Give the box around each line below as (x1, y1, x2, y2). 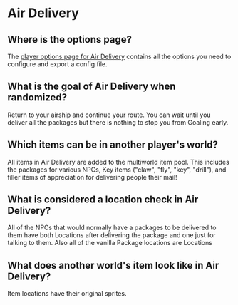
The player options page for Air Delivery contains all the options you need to (7, 52, 232, 61)
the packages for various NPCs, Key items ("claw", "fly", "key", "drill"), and (7, 165, 227, 174)
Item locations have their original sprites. (7, 289, 127, 298)
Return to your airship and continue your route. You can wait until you (7, 110, 212, 119)
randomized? (7, 91, 68, 104)
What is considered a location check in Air (7, 194, 199, 206)
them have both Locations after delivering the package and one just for (7, 231, 216, 239)
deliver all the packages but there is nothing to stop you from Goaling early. (7, 118, 229, 126)
